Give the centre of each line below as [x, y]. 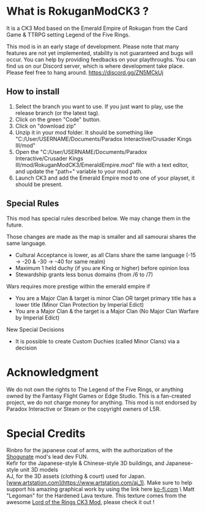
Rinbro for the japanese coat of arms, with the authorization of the [90, 450]
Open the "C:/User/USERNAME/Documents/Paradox [81, 152]
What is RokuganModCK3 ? [77, 11]
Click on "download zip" [46, 126]
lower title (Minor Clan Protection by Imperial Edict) [80, 304]
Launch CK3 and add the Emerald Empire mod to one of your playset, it [105, 178]
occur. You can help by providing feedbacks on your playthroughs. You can [101, 59]
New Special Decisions [35, 329]
